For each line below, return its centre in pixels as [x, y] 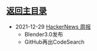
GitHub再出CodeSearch [54, 42]
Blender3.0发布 [44, 34]
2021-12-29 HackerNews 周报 [53, 27]
